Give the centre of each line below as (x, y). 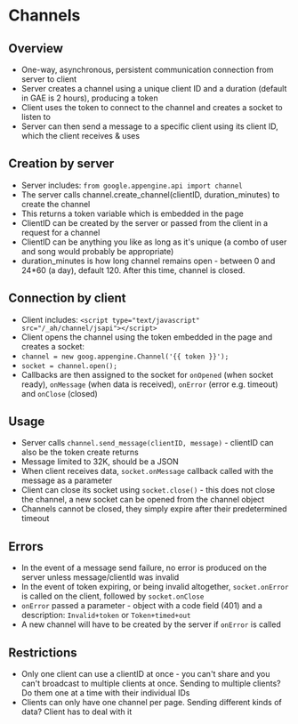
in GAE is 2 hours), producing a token (89, 98)
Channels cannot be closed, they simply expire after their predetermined (154, 509)
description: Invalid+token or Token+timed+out (106, 615)
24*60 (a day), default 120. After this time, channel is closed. (133, 270)
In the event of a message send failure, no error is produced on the (144, 568)
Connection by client (67, 298)
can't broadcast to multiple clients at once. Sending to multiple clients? (151, 684)
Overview (36, 48)
